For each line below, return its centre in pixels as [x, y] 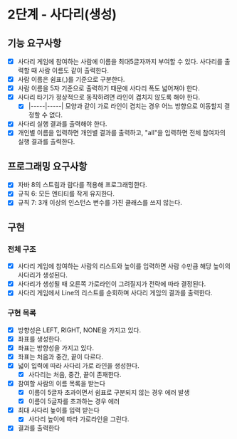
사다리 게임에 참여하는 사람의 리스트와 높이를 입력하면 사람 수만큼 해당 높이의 [124, 266]
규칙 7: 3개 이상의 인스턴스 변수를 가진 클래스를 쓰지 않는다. [100, 203]
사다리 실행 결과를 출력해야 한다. [62, 124]
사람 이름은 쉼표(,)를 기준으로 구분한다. [71, 80]
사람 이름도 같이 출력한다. [74, 70]
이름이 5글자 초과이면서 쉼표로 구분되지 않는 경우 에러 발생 [109, 393]
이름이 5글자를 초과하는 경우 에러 [74, 401]
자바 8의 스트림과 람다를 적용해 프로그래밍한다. [82, 185]
